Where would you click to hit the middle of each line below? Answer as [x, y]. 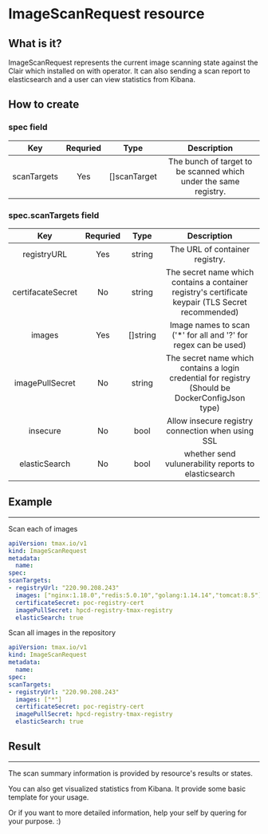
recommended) [210, 312]
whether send [210, 453]
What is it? [35, 43]
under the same [210, 181]
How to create [44, 105]
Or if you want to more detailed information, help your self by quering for [128, 812]
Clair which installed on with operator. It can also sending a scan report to [129, 71]
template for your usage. [49, 797]
